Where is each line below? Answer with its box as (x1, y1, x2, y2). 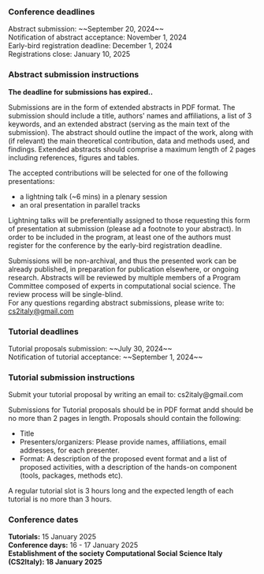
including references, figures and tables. (8, 152, 139, 162)
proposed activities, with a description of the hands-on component (19, 463, 237, 472)
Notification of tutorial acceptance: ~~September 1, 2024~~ (8, 352, 203, 362)
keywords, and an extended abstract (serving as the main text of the (8, 119, 230, 129)
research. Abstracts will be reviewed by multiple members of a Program (8, 272, 241, 282)
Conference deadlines (8, 6, 95, 17)
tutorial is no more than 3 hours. (8, 494, 112, 504)
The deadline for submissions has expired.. (8, 87, 154, 96)
